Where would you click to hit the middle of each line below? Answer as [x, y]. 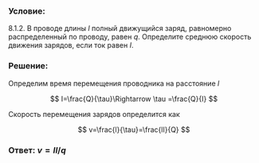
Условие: [27, 11]
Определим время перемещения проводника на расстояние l [114, 83]
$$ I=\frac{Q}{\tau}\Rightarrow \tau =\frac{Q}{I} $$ [134, 99]
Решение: [28, 66]
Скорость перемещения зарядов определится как [94, 114]
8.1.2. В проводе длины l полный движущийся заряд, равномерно [120, 29]
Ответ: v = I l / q [37, 150]
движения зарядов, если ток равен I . [71, 45]
